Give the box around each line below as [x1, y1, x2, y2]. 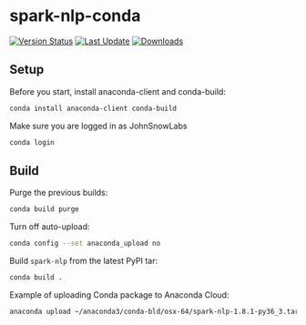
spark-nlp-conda [9, 5, 141, 26]
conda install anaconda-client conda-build [9, 104, 178, 113]
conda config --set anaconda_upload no [9, 239, 161, 249]
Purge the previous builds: [9, 188, 108, 198]
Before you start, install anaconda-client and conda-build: [9, 86, 226, 96]
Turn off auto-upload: [9, 221, 90, 232]
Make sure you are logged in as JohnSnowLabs [9, 120, 188, 131]
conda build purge [9, 205, 79, 214]
